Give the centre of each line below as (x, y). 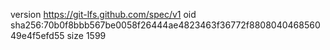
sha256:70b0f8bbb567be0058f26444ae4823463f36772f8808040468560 (165, 25)
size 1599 (86, 35)
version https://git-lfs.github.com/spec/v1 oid (103, 14)
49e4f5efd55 (37, 35)
